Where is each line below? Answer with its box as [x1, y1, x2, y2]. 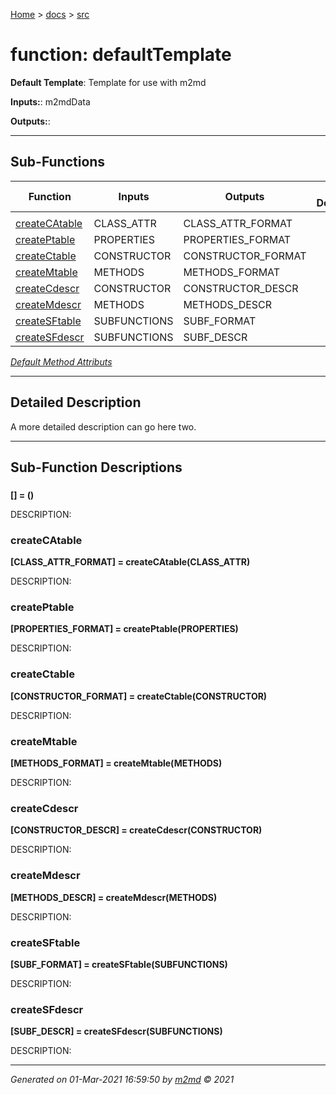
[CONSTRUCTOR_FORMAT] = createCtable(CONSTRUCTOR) [10, 690, 268, 702]
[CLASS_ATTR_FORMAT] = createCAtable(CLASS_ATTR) [10, 556, 251, 568]
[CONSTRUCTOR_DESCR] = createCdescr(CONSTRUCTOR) [10, 824, 263, 836]
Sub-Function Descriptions [10, 459, 183, 476]
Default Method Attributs [10, 355, 113, 368]
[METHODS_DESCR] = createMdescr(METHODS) [10, 891, 218, 903]
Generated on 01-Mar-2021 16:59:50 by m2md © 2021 [10, 1074, 235, 1086]
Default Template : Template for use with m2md [10, 76, 207, 88]
